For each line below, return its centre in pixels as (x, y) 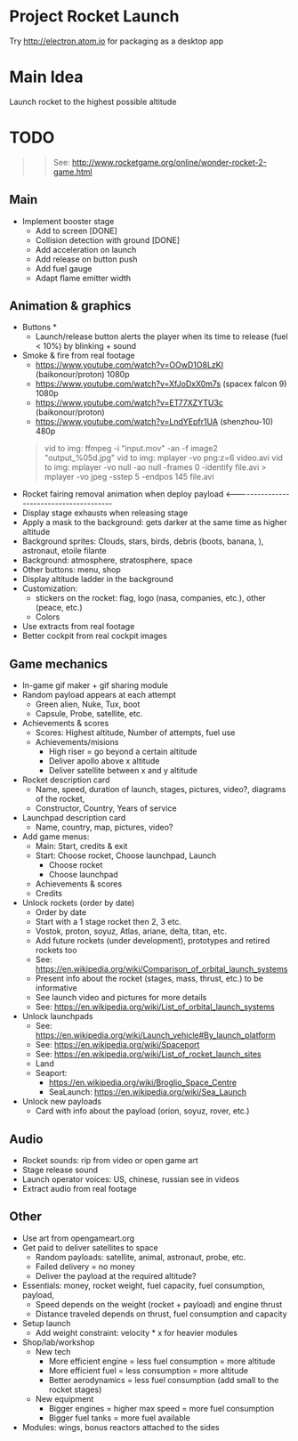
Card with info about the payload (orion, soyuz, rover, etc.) (142, 1111)
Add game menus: (56, 837)
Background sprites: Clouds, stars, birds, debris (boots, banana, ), (143, 541)
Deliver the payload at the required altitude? (116, 1275)
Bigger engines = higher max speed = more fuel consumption (161, 1408)
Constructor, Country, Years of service (106, 808)
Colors (48, 617)
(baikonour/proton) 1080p (82, 375)
